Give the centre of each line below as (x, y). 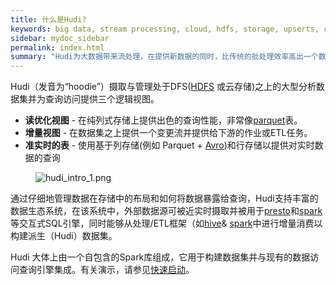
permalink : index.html (57, 47)
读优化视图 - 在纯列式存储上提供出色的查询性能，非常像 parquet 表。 (163, 120)
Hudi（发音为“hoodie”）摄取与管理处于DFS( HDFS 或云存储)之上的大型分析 (163, 87)
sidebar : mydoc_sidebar (60, 38)
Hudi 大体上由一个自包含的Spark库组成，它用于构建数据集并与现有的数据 (160, 257)
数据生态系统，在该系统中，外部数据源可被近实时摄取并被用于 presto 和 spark (166, 211)
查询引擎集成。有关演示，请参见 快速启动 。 (106, 270)
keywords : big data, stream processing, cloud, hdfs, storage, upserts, (165, 29)
